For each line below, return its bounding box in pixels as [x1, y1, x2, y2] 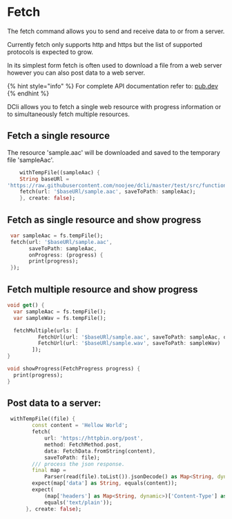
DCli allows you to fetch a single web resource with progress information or [7, 102, 222, 111]
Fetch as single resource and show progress [7, 214, 202, 225]
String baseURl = [19, 176, 70, 182]
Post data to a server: [7, 397, 101, 409]
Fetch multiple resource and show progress [7, 283, 198, 295]
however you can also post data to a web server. [7, 68, 146, 77]
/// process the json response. [32, 460, 126, 467]
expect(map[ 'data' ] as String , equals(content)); [32, 480, 177, 487]
